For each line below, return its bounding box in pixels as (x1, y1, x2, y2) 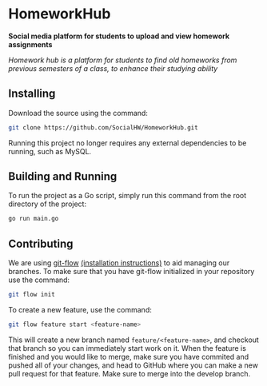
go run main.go (8, 215, 59, 223)
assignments (8, 39, 53, 49)
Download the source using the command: (8, 108, 148, 117)
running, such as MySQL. (8, 146, 92, 156)
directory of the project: (8, 199, 86, 209)
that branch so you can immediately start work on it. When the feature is (8, 343, 246, 352)
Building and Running (8, 169, 118, 184)
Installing (8, 87, 56, 101)
